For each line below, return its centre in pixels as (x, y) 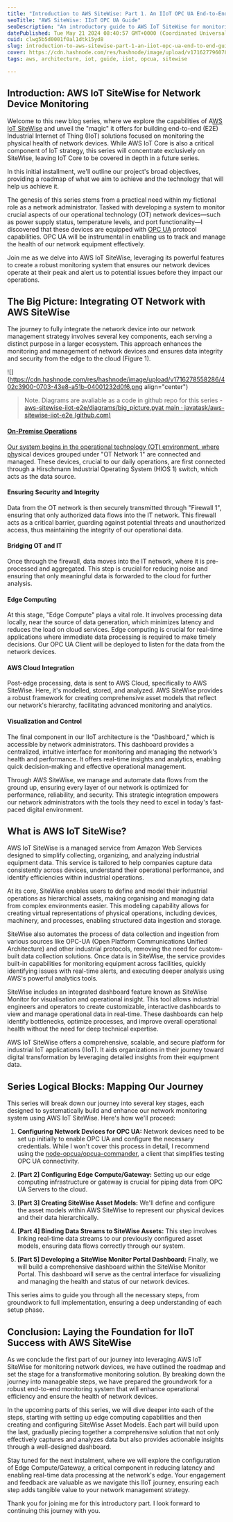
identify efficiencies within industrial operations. (76, 878)
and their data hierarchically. (58, 1218)
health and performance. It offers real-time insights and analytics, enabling (114, 759)
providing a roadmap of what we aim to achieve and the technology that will (115, 179)
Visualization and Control (44, 721)
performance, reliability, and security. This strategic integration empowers (113, 795)
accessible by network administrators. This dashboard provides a (101, 744)
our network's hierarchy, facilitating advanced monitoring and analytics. (110, 705)
